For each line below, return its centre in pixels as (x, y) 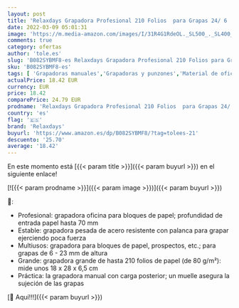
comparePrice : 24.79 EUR (44, 100)
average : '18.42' (33, 147)
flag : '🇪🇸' (25, 120)
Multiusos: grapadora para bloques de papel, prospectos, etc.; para (117, 245)
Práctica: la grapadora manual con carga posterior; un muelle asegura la (123, 276)
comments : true (30, 41)
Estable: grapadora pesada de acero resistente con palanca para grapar (123, 230)
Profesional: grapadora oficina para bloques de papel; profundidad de (120, 216)
